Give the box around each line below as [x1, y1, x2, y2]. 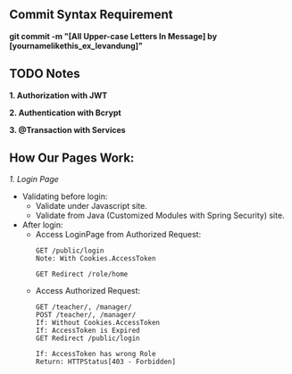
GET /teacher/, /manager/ [35, 303, 132, 312]
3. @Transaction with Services [9, 124, 127, 135]
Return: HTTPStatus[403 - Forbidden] [35, 357, 177, 367]
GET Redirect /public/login [35, 334, 140, 343]
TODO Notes [9, 66, 80, 81]
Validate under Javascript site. [35, 201, 147, 212]
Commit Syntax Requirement [9, 7, 173, 22]
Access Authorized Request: [35, 286, 141, 296]
